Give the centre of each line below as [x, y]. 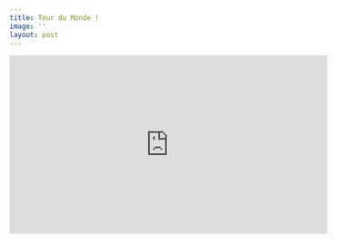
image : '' [28, 26]
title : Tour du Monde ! [55, 18]
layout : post [34, 34]
